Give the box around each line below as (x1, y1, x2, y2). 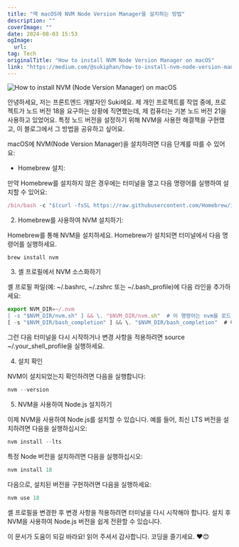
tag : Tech (7, 51, 37, 58)
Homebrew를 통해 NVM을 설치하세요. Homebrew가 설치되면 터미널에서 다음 (7, 231, 221, 239)
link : (7, 63, 23, 71)
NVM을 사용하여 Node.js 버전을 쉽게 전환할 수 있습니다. (7, 517, 162, 526)
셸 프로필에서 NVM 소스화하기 (17, 268, 102, 276)
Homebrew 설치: (17, 163, 65, 172)
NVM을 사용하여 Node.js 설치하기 (17, 400, 112, 408)
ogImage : (7, 37, 33, 44)
